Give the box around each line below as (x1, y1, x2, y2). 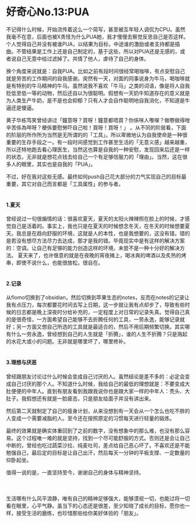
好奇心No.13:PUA (6, 5, 89, 19)
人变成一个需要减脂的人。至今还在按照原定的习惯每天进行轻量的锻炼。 (6, 414, 175, 422)
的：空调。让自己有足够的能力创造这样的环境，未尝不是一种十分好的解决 (6, 244, 180, 252)
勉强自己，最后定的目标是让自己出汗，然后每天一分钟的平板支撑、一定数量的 (6, 449, 190, 456)
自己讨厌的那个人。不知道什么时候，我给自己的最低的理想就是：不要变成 (10, 380, 185, 387)
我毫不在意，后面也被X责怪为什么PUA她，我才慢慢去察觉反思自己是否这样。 (6, 33, 189, 40)
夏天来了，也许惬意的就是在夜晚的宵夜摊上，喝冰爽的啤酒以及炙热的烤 (17, 252, 187, 259)
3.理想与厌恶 (6, 359, 37, 366)
